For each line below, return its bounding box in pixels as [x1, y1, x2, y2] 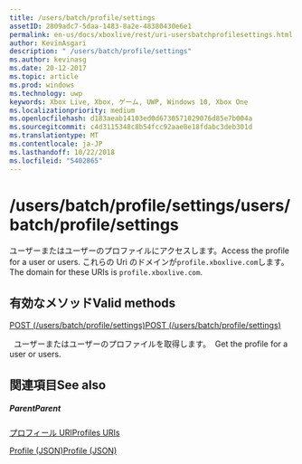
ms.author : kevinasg [9, 55, 88, 64]
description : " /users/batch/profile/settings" [9, 47, 193, 56]
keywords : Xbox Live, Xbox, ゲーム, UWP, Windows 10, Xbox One [9, 97, 249, 107]
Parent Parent [9, 403, 61, 414]
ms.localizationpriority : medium [9, 106, 136, 115]
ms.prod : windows [9, 80, 75, 90]
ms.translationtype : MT [9, 131, 99, 140]
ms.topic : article [9, 72, 79, 81]
